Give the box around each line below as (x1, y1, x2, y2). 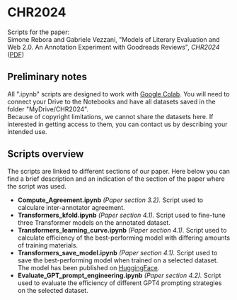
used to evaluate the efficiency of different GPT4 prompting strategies (17, 278, 222, 287)
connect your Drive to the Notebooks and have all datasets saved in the (7, 97, 216, 106)
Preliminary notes (7, 71, 87, 83)
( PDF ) (7, 50, 25, 59)
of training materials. (17, 240, 79, 249)
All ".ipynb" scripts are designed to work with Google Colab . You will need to (7, 89, 230, 98)
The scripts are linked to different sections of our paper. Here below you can (7, 167, 230, 175)
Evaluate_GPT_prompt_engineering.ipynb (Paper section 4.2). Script (17, 271, 221, 279)
